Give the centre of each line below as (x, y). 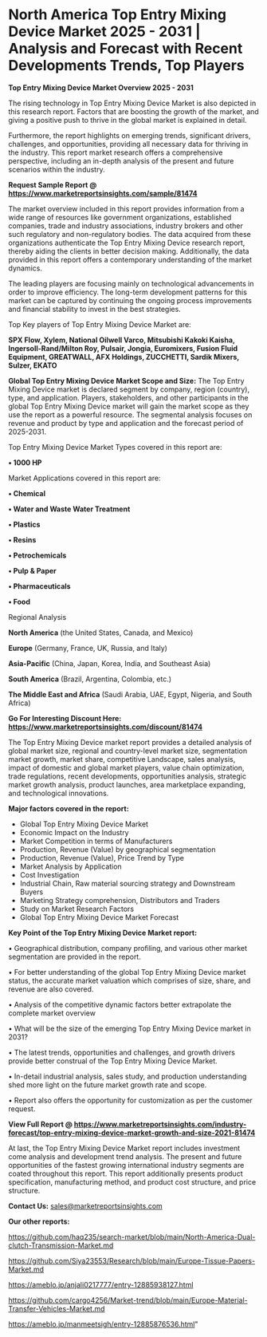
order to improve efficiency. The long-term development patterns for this (128, 292)
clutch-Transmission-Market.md (61, 1245)
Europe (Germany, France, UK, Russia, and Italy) (88, 648)
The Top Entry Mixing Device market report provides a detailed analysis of (130, 742)
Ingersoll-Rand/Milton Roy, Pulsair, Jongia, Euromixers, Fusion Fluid (123, 348)
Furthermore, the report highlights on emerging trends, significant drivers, (130, 135)
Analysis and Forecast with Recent (126, 49)
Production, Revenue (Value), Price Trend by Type (102, 858)
